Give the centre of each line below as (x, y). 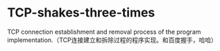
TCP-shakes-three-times (81, 13)
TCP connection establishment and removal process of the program (104, 32)
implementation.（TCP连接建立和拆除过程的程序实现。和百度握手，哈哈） (112, 40)
